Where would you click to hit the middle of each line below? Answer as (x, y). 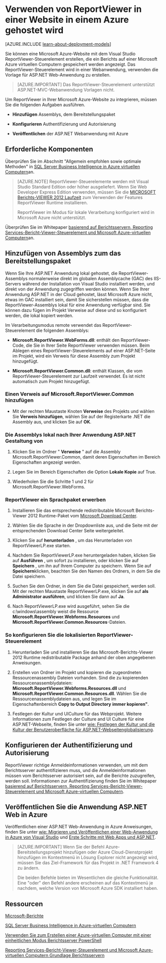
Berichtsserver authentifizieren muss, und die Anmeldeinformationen (76, 770)
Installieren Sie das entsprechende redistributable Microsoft (73, 510)
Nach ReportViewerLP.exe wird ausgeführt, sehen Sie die (71, 606)
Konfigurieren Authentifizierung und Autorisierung (64, 124)
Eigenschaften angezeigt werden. (46, 462)
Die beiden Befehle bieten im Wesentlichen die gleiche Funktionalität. (88, 878)
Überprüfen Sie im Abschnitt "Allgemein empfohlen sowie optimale (73, 161)
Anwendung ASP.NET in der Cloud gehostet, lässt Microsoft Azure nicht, (79, 294)
